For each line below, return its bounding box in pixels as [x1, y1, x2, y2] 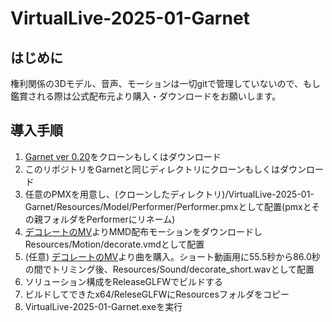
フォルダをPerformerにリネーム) [42, 213, 176, 225]
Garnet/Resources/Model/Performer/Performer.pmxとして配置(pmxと [24, 200, 312, 212]
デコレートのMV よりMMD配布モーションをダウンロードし [24, 225, 263, 237]
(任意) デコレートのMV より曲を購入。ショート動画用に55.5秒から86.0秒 [24, 250, 321, 262]
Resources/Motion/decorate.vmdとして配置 [24, 238, 205, 250]
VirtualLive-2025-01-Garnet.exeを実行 [24, 300, 183, 312]
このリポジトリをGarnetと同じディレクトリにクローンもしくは [24, 163, 280, 175]
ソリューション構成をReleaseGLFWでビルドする [24, 275, 224, 287]
